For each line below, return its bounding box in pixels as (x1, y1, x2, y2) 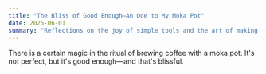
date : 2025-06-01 (8, 19, 66, 27)
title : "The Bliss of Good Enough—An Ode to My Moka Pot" (8, 11, 205, 20)
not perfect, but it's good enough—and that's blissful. (8, 56, 185, 66)
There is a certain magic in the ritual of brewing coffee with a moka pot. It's (8, 49, 255, 58)
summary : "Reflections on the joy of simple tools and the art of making (8, 26, 259, 34)
